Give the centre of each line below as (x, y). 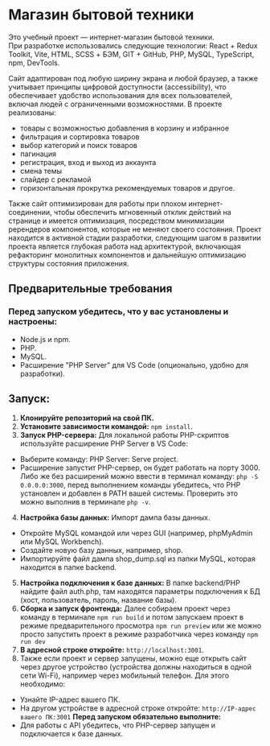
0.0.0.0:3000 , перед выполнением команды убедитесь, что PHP (130, 485)
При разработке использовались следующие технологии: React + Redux (133, 45)
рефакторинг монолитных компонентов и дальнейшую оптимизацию (127, 254)
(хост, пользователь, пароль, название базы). (98, 600)
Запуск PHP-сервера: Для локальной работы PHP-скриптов (124, 435)
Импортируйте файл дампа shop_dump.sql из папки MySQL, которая (137, 559)
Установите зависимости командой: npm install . (106, 427)
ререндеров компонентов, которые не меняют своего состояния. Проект (135, 229)
